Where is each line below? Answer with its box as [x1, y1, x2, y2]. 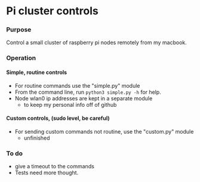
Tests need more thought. [14, 169, 79, 177]
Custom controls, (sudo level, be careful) [6, 115, 110, 122]
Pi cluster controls [6, 4, 99, 18]
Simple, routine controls [6, 69, 67, 76]
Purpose [6, 26, 32, 34]
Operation [6, 54, 36, 62]
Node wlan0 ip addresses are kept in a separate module [14, 94, 153, 102]
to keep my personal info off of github [23, 101, 117, 108]
